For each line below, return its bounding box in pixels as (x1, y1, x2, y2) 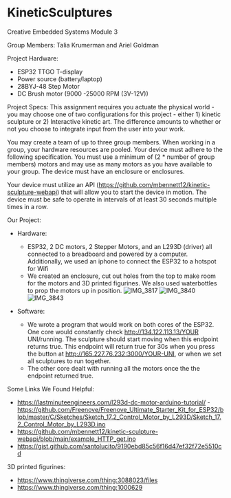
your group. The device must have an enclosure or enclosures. (7, 167, 185, 175)
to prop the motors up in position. (27, 286, 122, 294)
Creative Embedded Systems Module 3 (7, 28, 118, 36)
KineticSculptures (7, 5, 113, 21)
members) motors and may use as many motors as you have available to (7, 160, 212, 168)
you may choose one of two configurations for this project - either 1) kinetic (7, 110, 221, 118)
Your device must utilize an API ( (7, 180, 99, 188)
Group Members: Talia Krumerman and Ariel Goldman (7, 41, 159, 49)
